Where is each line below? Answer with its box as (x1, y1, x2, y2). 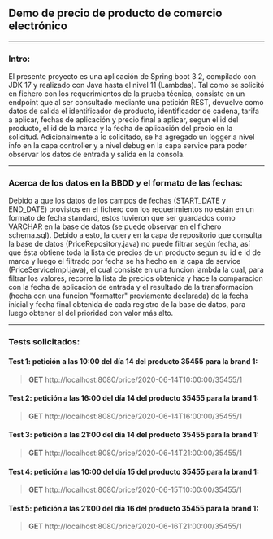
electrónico (8, 20, 67, 33)
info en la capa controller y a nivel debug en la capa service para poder (8, 141, 248, 151)
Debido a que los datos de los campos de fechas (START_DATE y (8, 195, 226, 206)
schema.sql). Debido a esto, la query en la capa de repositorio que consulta (8, 230, 262, 240)
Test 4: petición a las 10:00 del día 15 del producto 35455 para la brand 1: (8, 467, 260, 476)
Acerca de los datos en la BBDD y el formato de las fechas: (8, 177, 244, 189)
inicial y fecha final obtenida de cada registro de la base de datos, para (8, 300, 246, 309)
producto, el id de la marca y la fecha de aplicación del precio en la (8, 124, 233, 134)
